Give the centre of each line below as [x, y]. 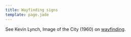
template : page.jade [27, 15]
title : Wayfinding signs [32, 10]
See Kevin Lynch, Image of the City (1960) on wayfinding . [65, 29]
